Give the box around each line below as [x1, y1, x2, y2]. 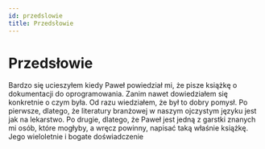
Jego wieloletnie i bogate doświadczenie [8, 132, 143, 142]
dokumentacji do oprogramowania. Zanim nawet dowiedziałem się [8, 89, 228, 99]
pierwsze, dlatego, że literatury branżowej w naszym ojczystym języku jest [8, 106, 257, 116]
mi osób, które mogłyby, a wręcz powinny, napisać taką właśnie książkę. [8, 123, 248, 133]
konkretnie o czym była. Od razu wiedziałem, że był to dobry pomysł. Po [8, 97, 248, 107]
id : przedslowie [8, 11, 63, 20]
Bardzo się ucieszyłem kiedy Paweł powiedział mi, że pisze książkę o [8, 81, 238, 90]
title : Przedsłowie [8, 19, 74, 27]
